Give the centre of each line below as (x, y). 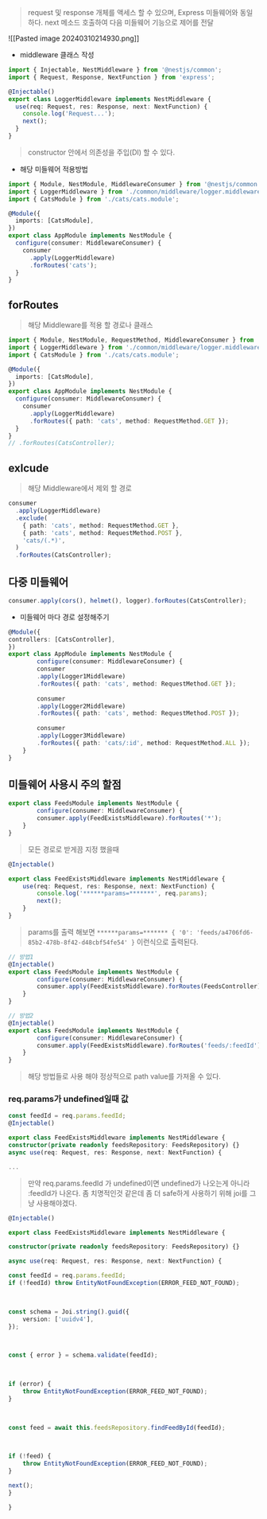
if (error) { (30, 1384)
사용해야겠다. (56, 1203)
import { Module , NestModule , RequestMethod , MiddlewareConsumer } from (131, 340)
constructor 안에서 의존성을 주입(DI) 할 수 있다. (101, 152)
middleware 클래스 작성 (57, 55)
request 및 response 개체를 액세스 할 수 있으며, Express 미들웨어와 (133, 12)
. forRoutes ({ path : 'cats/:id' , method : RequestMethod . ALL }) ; (143, 743)
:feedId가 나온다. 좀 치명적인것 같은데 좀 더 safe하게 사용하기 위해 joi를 (137, 1193)
